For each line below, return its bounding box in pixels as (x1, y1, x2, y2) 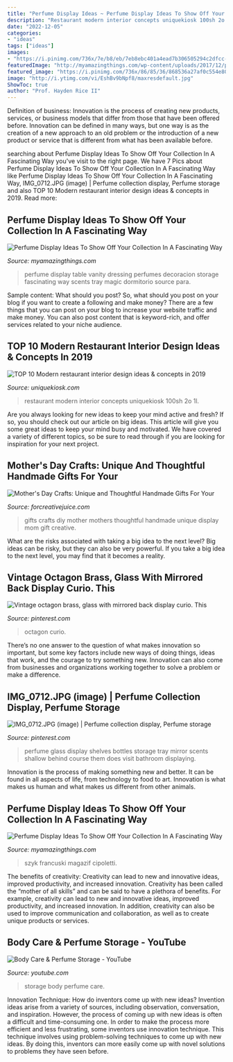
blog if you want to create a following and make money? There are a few (7, 298, 214, 306)
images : (7, 49, 30, 56)
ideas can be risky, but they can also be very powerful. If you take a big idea (7, 544, 225, 553)
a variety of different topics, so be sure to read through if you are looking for (7, 432, 225, 441)
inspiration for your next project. (7, 439, 99, 448)
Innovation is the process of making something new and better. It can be (7, 768, 214, 776)
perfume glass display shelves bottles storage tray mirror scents (24, 747, 209, 755)
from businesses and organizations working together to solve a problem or (7, 664, 221, 672)
